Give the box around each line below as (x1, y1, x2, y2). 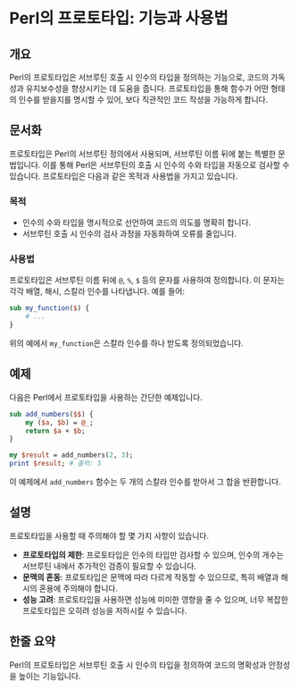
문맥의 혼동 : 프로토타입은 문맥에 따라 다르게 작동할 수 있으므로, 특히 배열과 (21, 571, 279, 582)
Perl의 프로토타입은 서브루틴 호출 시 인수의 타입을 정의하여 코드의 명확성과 (9, 659, 267, 670)
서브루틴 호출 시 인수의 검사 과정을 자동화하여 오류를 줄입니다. (21, 229, 237, 240)
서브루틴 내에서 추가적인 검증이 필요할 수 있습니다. (21, 560, 196, 571)
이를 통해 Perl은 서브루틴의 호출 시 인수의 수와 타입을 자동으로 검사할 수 (42, 159, 290, 170)
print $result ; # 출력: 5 (9, 459, 103, 468)
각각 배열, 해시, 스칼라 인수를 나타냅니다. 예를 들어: (9, 286, 186, 297)
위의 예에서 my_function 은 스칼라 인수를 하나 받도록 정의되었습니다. (9, 338, 244, 349)
